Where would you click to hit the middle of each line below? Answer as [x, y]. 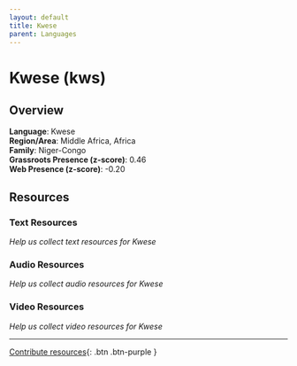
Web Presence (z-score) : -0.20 [67, 169]
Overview [37, 110]
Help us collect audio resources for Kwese [86, 284]
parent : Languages [43, 34]
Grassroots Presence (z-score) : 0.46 [78, 160]
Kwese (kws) [57, 78]
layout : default [39, 17]
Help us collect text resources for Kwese [83, 242]
